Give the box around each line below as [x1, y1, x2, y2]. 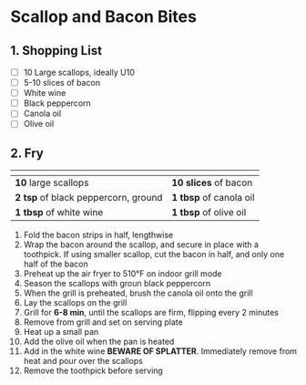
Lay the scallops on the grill [23, 297, 127, 308]
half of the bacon [23, 258, 89, 270]
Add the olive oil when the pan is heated [23, 336, 175, 348]
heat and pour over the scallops [23, 356, 144, 367]
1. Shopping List [10, 43, 103, 58]
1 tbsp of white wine [15, 206, 104, 219]
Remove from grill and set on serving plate [23, 317, 183, 328]
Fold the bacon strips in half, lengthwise [23, 230, 174, 241]
